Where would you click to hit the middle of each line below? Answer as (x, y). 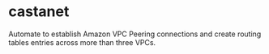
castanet (39, 12)
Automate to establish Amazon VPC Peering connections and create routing (135, 34)
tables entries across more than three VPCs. (82, 42)
